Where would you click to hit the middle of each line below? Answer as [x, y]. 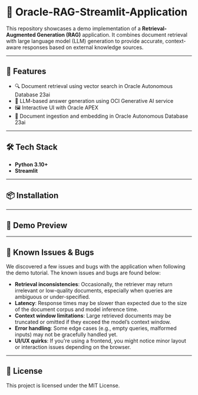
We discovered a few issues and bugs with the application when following [96, 266]
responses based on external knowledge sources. [83, 47]
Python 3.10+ [31, 164]
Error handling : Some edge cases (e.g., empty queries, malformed [95, 328]
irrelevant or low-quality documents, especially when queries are [93, 290]
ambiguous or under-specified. [52, 297]
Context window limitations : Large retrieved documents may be [93, 315]
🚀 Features [26, 71]
